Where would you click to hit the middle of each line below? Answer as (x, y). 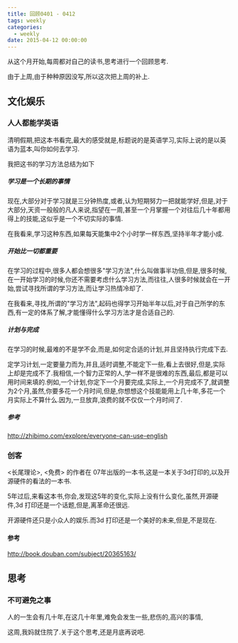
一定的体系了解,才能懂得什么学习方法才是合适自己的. (98, 312)
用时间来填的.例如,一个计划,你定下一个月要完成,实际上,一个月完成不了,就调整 (119, 382)
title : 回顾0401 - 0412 (42, 14)
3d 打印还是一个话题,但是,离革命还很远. (72, 504)
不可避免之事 (29, 600)
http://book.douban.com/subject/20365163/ (72, 554)
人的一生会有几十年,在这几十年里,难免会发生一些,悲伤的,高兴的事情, (106, 617)
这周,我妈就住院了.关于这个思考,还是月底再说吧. (76, 632)
